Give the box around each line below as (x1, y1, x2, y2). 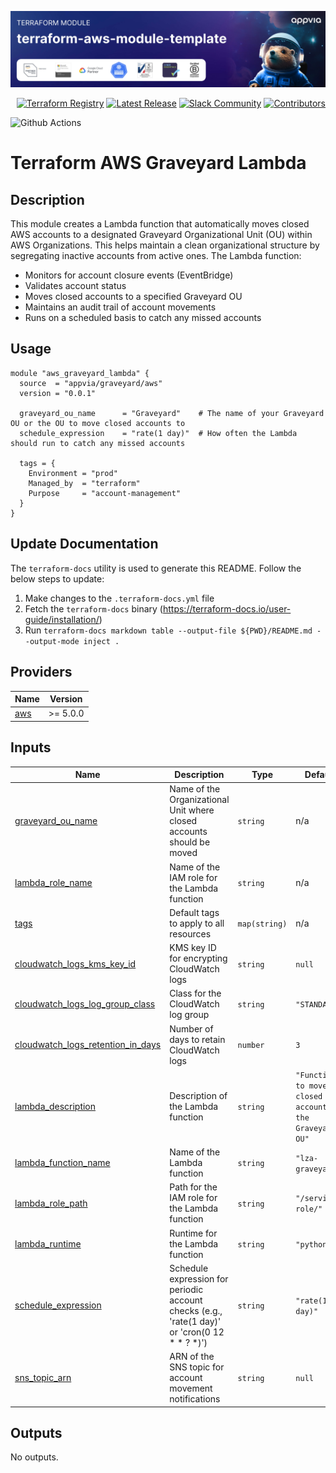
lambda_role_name (14, 877, 93, 889)
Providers (10, 664, 73, 681)
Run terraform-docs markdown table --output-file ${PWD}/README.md (24, 624, 313, 636)
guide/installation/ (24, 613, 100, 625)
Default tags (169, 906, 220, 918)
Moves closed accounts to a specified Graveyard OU (24, 291, 243, 303)
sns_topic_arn (14, 1372, 72, 1384)
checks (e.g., (169, 1304, 223, 1316)
